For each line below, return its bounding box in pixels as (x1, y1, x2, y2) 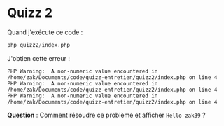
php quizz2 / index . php (7, 41, 71, 48)
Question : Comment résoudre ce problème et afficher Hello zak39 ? (7, 111, 206, 119)
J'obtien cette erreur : (7, 54, 70, 62)
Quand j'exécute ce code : (7, 28, 83, 36)
